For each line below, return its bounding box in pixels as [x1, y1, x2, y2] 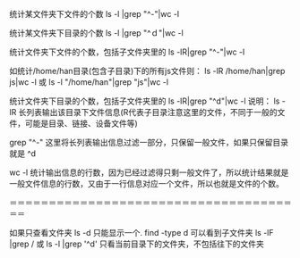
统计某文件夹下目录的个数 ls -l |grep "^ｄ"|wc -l [9, 28, 184, 38]
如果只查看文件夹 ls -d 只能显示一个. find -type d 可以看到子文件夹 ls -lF [9, 228, 275, 237]
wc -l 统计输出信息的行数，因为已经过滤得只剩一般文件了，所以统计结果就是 [9, 167, 289, 178]
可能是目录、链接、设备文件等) [24, 118, 139, 129]
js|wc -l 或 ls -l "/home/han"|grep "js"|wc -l [9, 77, 168, 87]
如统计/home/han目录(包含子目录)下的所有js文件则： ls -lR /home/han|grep [9, 66, 286, 76]
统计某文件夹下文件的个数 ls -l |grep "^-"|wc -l [9, 9, 180, 19]
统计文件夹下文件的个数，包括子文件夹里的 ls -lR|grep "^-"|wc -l [9, 46, 245, 57]
